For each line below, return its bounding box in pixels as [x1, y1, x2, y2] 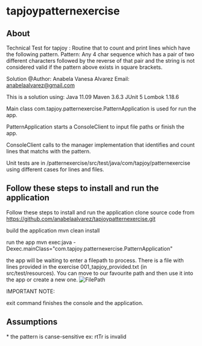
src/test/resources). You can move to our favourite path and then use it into [6, 269, 194, 277]
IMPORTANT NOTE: [6, 287, 55, 295]
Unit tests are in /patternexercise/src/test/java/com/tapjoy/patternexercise [6, 159, 191, 167]
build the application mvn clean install [6, 226, 100, 234]
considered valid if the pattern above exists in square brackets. [6, 63, 163, 71]
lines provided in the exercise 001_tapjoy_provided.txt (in [6, 263, 147, 270]
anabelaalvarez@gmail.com [6, 82, 75, 89]
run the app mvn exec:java [6, 239, 72, 246]
